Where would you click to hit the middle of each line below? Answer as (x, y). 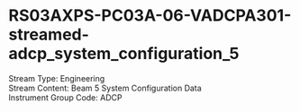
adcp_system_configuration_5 (124, 54)
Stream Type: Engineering (57, 78)
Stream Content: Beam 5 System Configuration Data (105, 88)
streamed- (49, 34)
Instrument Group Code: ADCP (65, 97)
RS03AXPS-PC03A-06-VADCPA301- (150, 16)
